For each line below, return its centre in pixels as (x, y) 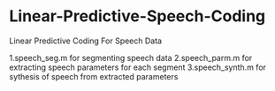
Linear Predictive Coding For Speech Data (85, 41)
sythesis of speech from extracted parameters (94, 76)
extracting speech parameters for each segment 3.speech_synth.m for (138, 67)
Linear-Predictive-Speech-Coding (137, 16)
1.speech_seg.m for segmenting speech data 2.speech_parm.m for (131, 57)
